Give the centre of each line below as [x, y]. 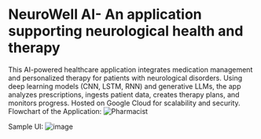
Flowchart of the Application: [55, 111]
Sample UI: [26, 126]
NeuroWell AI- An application [105, 15]
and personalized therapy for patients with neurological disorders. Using [125, 78]
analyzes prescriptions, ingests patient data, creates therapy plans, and [124, 94]
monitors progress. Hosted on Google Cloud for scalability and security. [125, 103]
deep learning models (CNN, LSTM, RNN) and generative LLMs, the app [125, 86]
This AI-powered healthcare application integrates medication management [130, 69]
